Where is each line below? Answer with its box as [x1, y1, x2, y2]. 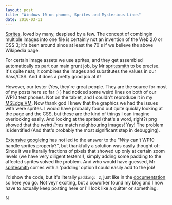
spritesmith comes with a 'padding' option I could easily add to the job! [5, 165, 156, 171]
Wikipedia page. [5, 47, 40, 54]
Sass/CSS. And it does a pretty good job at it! [5, 74, 101, 80]
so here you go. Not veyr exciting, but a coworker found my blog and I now [5, 180, 164, 186]
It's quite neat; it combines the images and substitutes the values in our [5, 68, 157, 74]
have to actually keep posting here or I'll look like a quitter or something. [5, 185, 158, 191]
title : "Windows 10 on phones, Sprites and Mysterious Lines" [5, 12, 141, 17]
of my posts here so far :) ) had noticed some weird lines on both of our [5, 89, 157, 95]
